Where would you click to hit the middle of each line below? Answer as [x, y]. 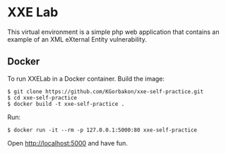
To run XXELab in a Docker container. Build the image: [86, 78]
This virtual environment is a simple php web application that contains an [113, 32]
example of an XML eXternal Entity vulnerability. [77, 39]
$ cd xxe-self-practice [42, 97]
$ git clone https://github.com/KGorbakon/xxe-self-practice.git [105, 91]
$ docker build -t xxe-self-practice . [66, 104]
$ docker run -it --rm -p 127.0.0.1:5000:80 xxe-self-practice [102, 130]
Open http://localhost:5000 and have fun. [68, 143]
